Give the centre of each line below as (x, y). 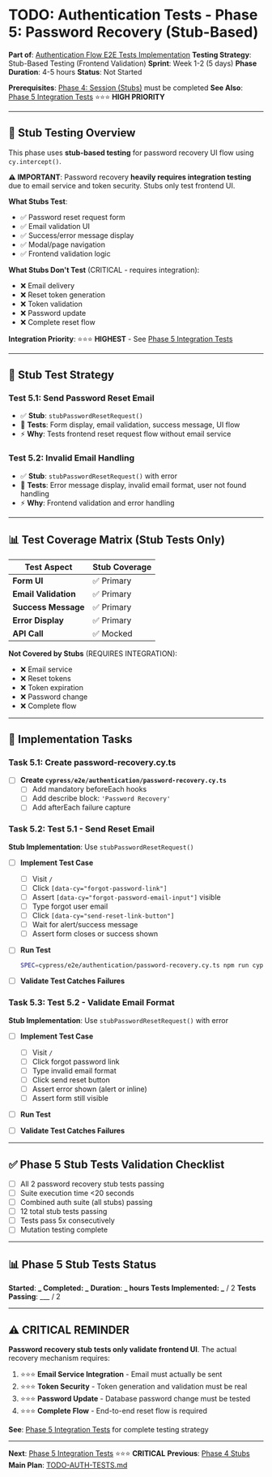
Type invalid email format (74, 1070)
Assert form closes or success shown (95, 934)
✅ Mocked (113, 633)
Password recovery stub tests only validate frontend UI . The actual (123, 1349)
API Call (28, 633)
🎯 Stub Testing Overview (72, 133)
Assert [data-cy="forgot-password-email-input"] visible (126, 897)
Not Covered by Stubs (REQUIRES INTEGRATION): (93, 653)
